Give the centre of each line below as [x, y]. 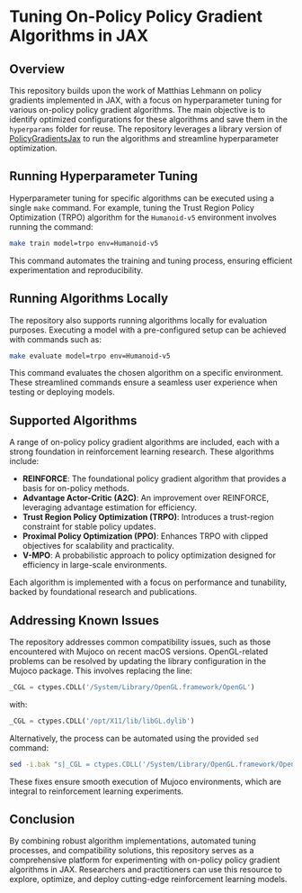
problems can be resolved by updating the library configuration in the [138, 661]
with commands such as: [55, 339]
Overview [37, 69]
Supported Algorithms [73, 420]
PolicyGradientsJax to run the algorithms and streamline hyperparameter [144, 138]
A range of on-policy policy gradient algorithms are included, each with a [145, 442]
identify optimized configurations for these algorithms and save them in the [148, 119]
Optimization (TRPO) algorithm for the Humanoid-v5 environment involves [143, 217]
